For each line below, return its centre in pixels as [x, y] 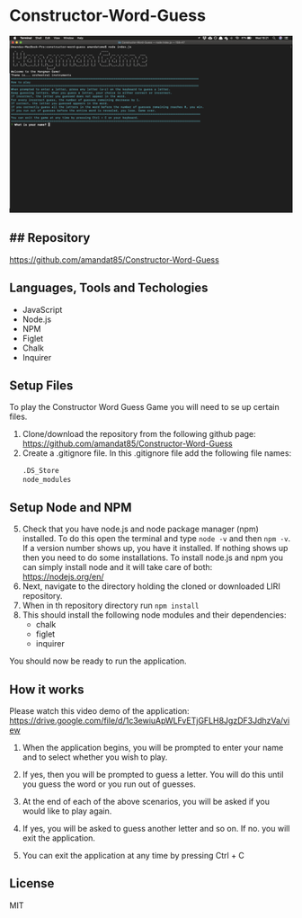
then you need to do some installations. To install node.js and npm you [153, 557]
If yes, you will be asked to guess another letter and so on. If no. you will [156, 829]
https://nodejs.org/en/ [63, 577]
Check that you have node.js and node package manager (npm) [140, 529]
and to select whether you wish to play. [95, 757]
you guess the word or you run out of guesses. [109, 784]
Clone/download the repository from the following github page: [139, 434]
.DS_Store [41, 471]
